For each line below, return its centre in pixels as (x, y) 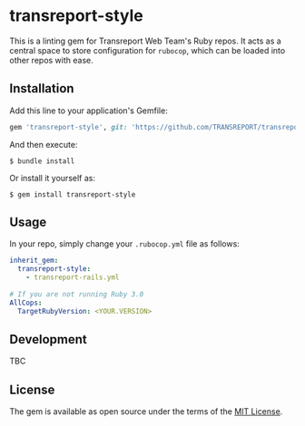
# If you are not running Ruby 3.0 (77, 294)
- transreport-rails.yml (73, 277)
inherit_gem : (34, 261)
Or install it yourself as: (52, 178)
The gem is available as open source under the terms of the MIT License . (146, 411)
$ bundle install (42, 161)
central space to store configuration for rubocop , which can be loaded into (148, 50)
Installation (42, 88)
